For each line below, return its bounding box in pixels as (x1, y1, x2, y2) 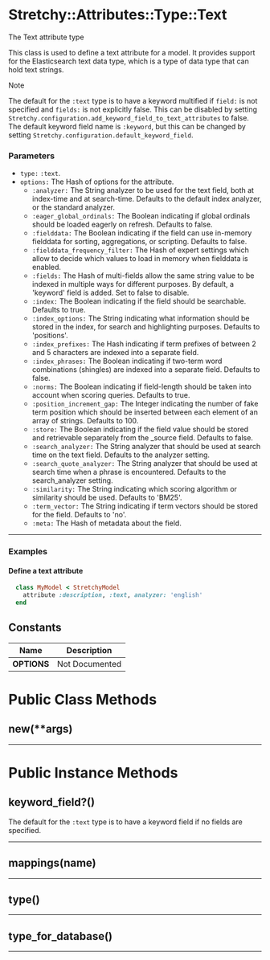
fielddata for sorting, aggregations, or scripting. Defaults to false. (31, 237, 247, 247)
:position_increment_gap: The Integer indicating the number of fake (31, 399, 259, 409)
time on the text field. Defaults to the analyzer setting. (31, 450, 211, 460)
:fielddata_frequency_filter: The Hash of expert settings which (31, 245, 249, 255)
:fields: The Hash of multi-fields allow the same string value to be (31, 271, 255, 280)
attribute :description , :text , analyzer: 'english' (22, 591, 203, 599)
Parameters (8, 150, 55, 161)
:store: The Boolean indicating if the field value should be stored (31, 424, 249, 435)
